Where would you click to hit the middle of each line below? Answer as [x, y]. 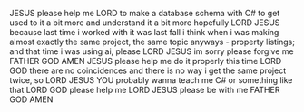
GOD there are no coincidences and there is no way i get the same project [148, 70]
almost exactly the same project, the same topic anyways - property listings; [152, 42]
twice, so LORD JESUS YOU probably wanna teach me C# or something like [151, 80]
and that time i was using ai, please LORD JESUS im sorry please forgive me [152, 51]
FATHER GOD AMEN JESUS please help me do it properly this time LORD [146, 61]
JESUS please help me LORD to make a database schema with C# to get [145, 13]
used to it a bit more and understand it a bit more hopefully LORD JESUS [145, 23]
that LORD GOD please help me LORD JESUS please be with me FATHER [145, 90]
